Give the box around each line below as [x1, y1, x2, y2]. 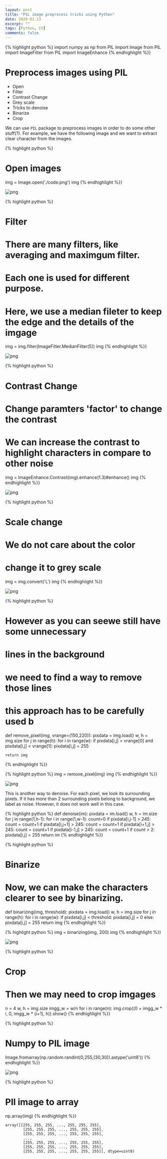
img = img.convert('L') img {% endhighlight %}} [5, 579, 103, 584]
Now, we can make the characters [5, 881, 149, 893]
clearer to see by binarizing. [5, 892, 124, 903]
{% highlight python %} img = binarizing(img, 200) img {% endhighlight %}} [5, 929, 161, 935]
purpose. [5, 283, 44, 294]
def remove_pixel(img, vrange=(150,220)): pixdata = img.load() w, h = [5, 732, 148, 738]
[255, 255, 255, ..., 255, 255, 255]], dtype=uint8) [23, 1149, 135, 1154]
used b [5, 716, 34, 727]
